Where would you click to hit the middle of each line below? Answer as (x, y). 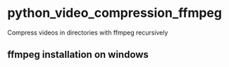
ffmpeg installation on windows (78, 55)
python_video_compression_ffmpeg (114, 13)
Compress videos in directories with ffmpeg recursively (88, 32)
